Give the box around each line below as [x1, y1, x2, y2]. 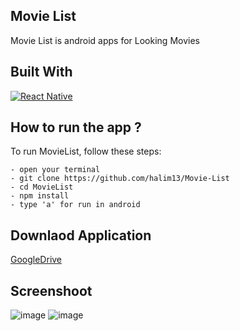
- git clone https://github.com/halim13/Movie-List [10, 174, 230, 184]
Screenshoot [10, 282, 93, 299]
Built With [10, 64, 73, 81]
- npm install [10, 191, 70, 201]
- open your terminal [10, 165, 101, 175]
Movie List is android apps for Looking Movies [10, 34, 200, 46]
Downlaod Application [10, 227, 152, 244]
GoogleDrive [10, 254, 63, 266]
